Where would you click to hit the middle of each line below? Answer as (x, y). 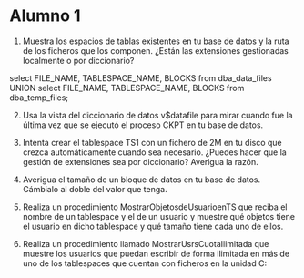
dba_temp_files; (39, 98)
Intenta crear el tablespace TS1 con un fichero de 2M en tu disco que (152, 142)
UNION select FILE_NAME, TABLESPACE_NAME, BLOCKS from (127, 88)
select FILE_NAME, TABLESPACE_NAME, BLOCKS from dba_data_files (141, 77)
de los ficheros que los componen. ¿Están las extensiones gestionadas (156, 50)
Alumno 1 (45, 16)
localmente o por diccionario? (78, 60)
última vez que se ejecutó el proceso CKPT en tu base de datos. (143, 125)
